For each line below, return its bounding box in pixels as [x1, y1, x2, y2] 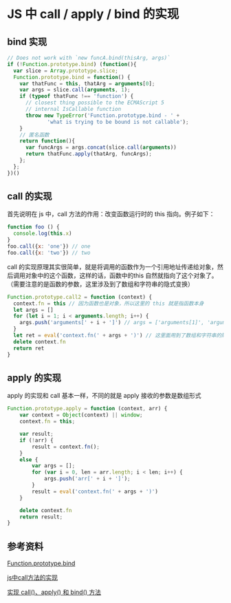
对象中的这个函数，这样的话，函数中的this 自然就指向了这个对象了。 [25, 271, 218, 279]
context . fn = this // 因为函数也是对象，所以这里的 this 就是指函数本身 [13, 300, 204, 307]
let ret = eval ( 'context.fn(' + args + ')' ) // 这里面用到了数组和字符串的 [13, 332, 222, 339]
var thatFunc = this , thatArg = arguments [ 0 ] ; [19, 80, 155, 87]
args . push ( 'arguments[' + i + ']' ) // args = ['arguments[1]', [19, 319, 205, 326]
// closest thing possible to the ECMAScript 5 [25, 99, 165, 107]
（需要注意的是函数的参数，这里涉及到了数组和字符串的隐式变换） [7, 279, 194, 288]
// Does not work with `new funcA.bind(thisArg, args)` [7, 54, 170, 61]
